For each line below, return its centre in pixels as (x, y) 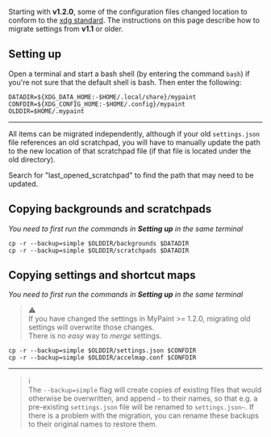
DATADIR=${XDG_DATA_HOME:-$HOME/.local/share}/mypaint (102, 97)
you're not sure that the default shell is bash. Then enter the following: (125, 82)
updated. (23, 183)
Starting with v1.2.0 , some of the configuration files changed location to (128, 12)
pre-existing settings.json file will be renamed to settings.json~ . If (141, 407)
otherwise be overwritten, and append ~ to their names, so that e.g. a (143, 398)
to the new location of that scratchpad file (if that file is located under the (130, 151)
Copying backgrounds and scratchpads (110, 209)
